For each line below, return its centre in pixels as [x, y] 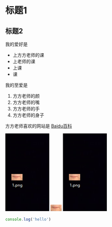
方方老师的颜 [26, 96]
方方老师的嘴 [26, 102]
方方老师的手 [26, 109]
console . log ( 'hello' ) [28, 219]
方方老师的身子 [28, 115]
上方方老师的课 [28, 55]
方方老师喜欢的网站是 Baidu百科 [39, 126]
